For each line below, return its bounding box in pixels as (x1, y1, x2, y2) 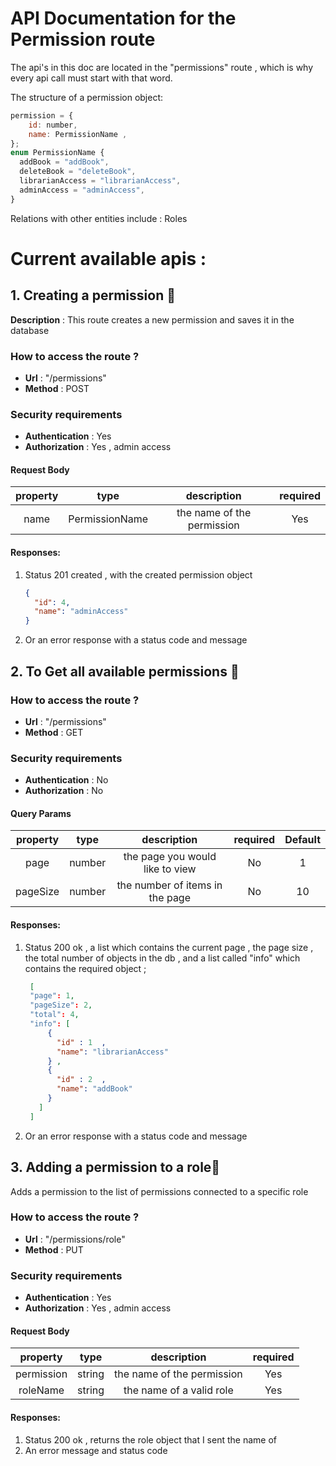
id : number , (28, 120, 78, 130)
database (10, 324, 50, 336)
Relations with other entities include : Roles (10, 212, 188, 224)
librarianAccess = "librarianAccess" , (19, 176, 182, 186)
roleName (18, 1383, 65, 1397)
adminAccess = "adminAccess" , (19, 185, 145, 195)
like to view (143, 862, 197, 876)
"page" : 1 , (29, 991, 75, 1001)
